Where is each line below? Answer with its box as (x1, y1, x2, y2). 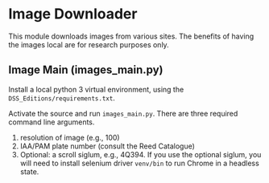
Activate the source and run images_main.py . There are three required (8, 108, 238, 118)
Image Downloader (8, 5, 138, 23)
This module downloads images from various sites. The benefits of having (8, 31, 255, 41)
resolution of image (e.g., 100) (19, 132, 120, 142)
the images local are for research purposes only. (8, 39, 169, 49)
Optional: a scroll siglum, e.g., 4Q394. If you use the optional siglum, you (19, 149, 262, 159)
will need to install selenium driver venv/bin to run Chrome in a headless (19, 158, 259, 168)
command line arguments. (8, 117, 95, 127)
